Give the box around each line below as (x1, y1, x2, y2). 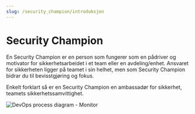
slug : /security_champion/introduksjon (6, 8, 105, 15)
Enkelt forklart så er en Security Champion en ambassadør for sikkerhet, (6, 83, 182, 90)
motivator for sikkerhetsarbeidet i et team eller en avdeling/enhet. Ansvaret (6, 59, 189, 66)
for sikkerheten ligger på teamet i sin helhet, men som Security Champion (6, 66, 186, 73)
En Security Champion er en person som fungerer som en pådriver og (6, 53, 176, 61)
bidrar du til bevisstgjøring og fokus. (6, 72, 95, 79)
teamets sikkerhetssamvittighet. (6, 89, 84, 97)
